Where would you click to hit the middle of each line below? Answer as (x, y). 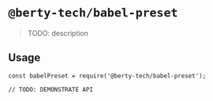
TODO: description (58, 33)
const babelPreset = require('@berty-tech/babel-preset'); (107, 76)
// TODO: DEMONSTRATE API (50, 89)
